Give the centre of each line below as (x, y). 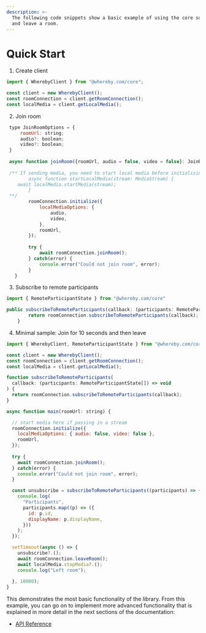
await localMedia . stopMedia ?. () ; (60, 564)
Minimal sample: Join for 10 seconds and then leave (81, 332)
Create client (31, 71)
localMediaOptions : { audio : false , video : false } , (86, 434)
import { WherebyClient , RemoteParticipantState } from (79, 344)
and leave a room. (36, 23)
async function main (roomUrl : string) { (59, 412)
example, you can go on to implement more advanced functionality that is (99, 605)
